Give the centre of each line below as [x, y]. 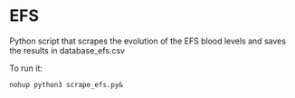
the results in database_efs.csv [67, 50]
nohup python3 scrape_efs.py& [67, 84]
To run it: [26, 68]
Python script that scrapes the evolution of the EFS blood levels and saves [148, 41]
